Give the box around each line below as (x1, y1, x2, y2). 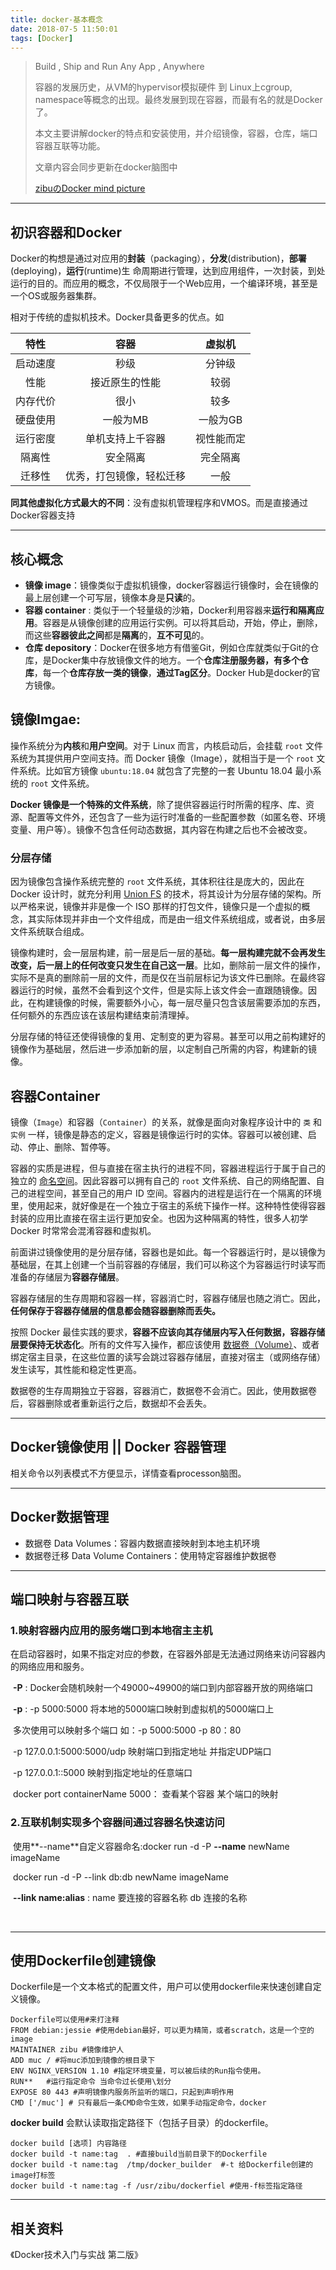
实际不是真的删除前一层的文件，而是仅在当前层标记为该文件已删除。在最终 (10, 972, 317, 984)
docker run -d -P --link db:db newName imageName (12, 1871, 229, 1883)
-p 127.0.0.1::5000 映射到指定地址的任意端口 (12, 1767, 193, 1779)
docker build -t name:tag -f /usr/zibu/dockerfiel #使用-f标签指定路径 (10, 2181, 303, 2191)
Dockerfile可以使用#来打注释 (10, 2015, 120, 2025)
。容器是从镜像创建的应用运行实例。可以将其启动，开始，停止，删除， (33, 617, 323, 628)
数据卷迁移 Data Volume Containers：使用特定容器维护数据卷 (24, 1549, 277, 1561)
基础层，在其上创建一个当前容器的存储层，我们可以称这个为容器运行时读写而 (10, 1258, 326, 1270)
